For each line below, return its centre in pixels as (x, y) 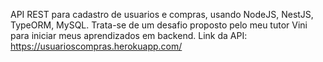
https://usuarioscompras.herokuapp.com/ (96, 46)
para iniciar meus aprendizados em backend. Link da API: (129, 35)
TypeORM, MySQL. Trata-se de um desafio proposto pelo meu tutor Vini (159, 25)
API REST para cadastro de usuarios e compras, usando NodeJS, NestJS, (162, 14)
